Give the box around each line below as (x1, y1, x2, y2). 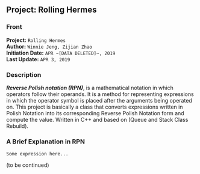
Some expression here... (6, 151, 69, 157)
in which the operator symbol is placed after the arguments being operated (6, 97, 193, 104)
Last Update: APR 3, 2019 (6, 55, 70, 62)
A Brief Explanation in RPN (6, 137, 86, 146)
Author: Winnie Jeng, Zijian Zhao (6, 43, 92, 50)
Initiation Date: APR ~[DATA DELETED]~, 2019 (6, 49, 116, 56)
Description (6, 70, 42, 79)
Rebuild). (6, 122, 29, 130)
